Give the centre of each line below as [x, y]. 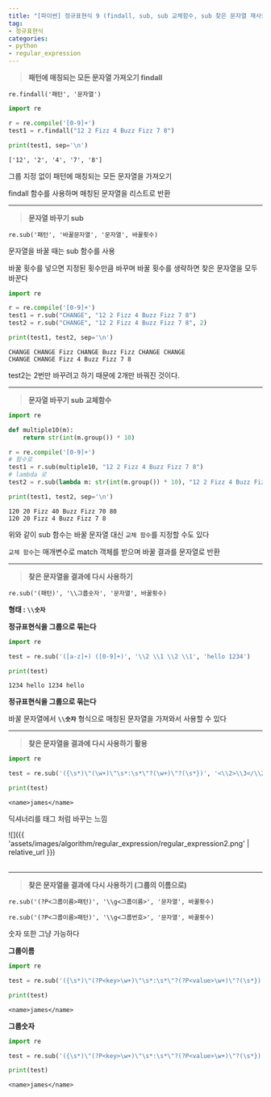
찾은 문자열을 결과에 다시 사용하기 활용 [88, 743]
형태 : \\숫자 [27, 609]
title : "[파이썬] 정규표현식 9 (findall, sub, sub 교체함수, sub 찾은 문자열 [128, 16]
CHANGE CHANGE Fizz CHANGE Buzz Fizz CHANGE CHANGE [97, 352]
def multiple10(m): [41, 430]
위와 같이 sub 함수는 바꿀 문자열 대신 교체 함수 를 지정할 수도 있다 [109, 534]
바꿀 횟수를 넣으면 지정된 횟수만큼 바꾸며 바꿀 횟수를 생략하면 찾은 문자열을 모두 [133, 268]
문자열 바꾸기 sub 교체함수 [69, 400]
